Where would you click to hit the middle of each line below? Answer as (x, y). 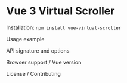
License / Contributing (34, 73)
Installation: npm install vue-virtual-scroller (64, 27)
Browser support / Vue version (44, 62)
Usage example (25, 39)
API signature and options (38, 50)
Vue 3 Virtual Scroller (61, 11)
